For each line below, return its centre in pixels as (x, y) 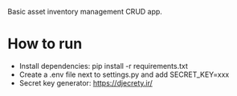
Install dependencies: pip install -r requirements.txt (103, 66)
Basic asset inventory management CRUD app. (85, 12)
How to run (45, 44)
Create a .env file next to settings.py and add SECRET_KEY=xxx (124, 74)
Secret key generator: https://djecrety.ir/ (86, 82)
